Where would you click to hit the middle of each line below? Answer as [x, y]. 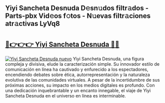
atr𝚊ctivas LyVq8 [32, 24]
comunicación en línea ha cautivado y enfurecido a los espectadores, [77, 69]
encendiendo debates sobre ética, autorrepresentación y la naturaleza [77, 75]
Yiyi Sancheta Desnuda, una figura [108, 59]
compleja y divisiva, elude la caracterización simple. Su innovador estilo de [82, 64]
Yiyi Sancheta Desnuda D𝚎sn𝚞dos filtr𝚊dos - [77, 8]
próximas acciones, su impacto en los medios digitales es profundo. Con [80, 85]
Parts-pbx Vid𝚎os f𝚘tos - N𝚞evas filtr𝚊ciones [78, 16]
